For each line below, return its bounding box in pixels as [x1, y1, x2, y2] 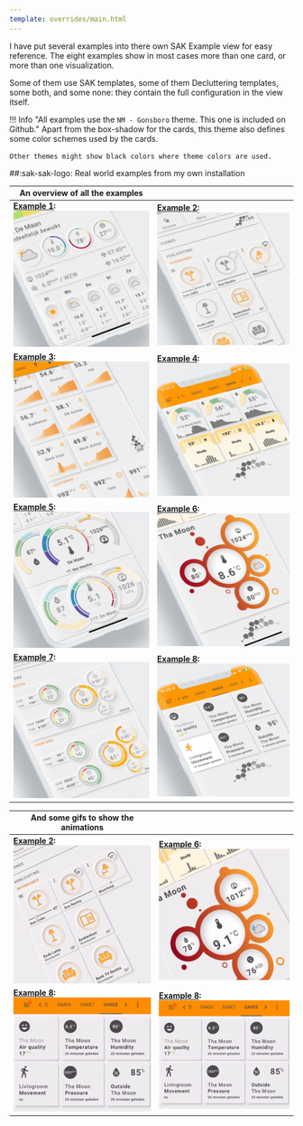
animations [60, 822, 104, 833]
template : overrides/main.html [9, 14, 127, 23]
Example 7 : [13, 652, 57, 663]
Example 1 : [13, 201, 57, 211]
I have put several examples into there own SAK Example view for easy [9, 41, 273, 52]
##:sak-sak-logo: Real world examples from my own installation [9, 167, 245, 178]
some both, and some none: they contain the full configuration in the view [9, 87, 284, 98]
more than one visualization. [9, 60, 115, 70]
